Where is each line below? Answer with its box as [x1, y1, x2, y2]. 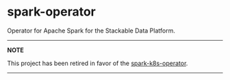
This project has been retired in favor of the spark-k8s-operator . [7, 59, 188, 67]
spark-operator [7, 4, 96, 20]
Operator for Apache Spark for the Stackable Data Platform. [7, 26, 176, 35]
